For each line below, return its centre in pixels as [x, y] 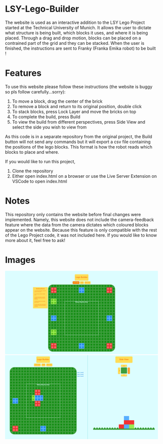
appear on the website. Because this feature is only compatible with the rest [81, 230]
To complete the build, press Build [46, 117]
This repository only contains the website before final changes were [73, 214]
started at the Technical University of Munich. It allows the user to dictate [78, 27]
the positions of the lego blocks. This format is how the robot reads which [79, 147]
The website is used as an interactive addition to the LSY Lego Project [75, 22]
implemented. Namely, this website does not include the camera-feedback [80, 220]
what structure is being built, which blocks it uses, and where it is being [76, 33]
